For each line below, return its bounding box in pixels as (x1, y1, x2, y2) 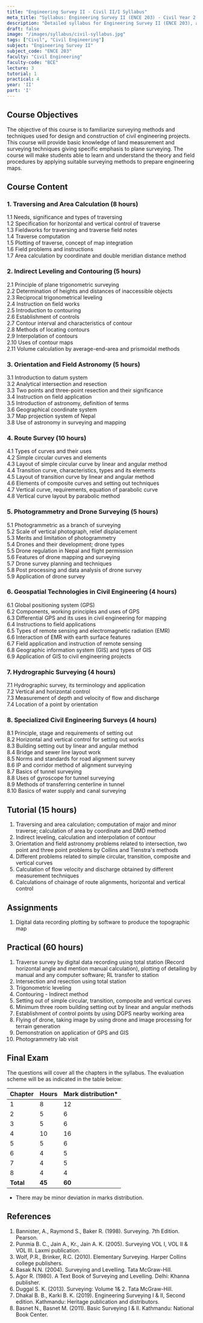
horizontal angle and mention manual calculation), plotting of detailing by (15, 964, 197, 972)
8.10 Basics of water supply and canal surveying (7, 787, 126, 795)
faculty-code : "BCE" (7, 59, 59, 65)
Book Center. (15, 1311, 49, 1318)
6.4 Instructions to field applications (7, 620, 96, 628)
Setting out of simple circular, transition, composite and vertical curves (15, 997, 192, 1004)
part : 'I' (7, 88, 32, 94)
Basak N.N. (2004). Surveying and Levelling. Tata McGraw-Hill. (15, 1266, 172, 1273)
